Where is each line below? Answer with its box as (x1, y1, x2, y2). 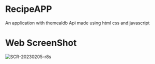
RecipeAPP (5, 3, 52, 15)
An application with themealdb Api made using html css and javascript (5, 20, 150, 26)
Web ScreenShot (5, 37, 77, 49)
